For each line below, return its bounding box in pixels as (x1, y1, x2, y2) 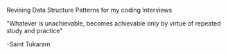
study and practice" (6, 27, 63, 35)
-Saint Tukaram (6, 40, 51, 48)
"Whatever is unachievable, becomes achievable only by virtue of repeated (6, 19, 221, 27)
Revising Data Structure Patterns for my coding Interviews (6, 6, 173, 14)
